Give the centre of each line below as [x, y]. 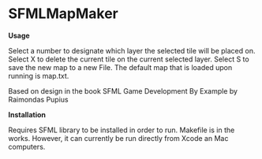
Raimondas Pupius [38, 99]
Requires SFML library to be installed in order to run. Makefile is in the [122, 130]
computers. [27, 146]
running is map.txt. [39, 76]
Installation [27, 114]
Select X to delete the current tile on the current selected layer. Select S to [129, 59]
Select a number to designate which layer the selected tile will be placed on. [132, 50]
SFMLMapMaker [63, 14]
